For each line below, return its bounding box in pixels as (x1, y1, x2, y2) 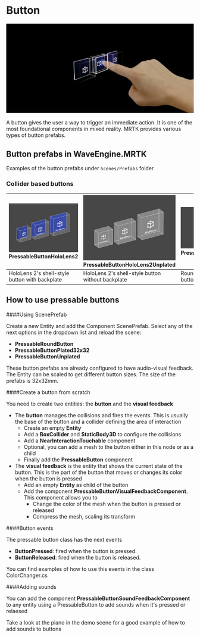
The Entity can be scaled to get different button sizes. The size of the (6, 370, 176, 378)
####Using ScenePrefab (6, 311, 67, 318)
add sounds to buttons (6, 625, 61, 632)
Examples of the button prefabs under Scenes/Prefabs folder (6, 164, 154, 171)
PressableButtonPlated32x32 (14, 346, 90, 354)
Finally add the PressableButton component (23, 456, 133, 463)
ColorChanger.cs (6, 572, 48, 579)
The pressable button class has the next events (6, 536, 123, 543)
